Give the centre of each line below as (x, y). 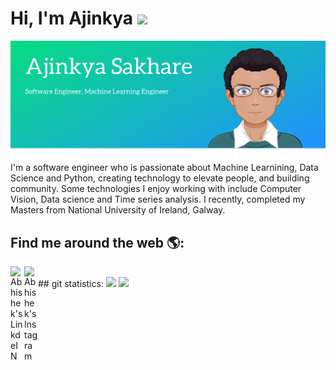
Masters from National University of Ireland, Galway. (118, 210)
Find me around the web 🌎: (97, 242)
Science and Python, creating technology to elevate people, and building (160, 178)
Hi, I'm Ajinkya (71, 18)
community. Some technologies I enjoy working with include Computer (156, 189)
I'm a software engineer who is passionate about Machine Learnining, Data (164, 168)
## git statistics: (71, 284)
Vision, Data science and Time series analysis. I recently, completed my (158, 199)
